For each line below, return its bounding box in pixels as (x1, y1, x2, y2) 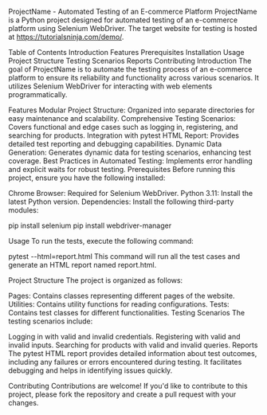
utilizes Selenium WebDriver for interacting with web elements (8, 81, 213, 91)
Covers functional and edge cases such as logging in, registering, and (8, 123, 238, 131)
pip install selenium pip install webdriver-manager (8, 221, 172, 230)
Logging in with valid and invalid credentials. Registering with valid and (8, 332, 241, 341)
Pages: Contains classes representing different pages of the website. (8, 291, 235, 300)
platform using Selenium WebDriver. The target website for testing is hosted (8, 24, 257, 33)
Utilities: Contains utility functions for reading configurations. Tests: (8, 300, 230, 309)
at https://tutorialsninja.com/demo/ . (8, 32, 124, 41)
